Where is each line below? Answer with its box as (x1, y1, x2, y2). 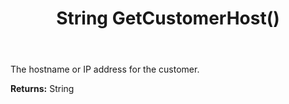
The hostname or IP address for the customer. (10, 63, 200, 76)
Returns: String (10, 83, 75, 95)
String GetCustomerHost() (56, 7, 280, 30)
